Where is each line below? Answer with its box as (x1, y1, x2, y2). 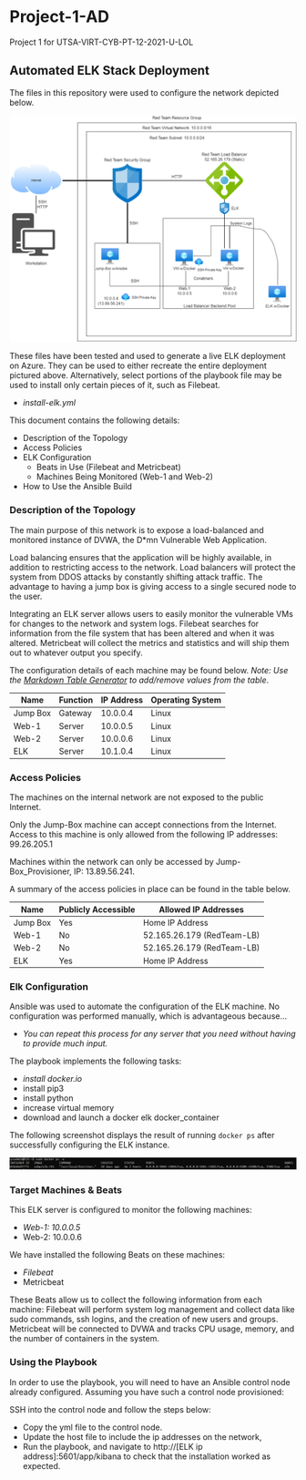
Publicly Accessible (58, 904, 136, 915)
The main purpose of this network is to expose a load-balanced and (9, 524, 264, 535)
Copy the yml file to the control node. (22, 1422, 163, 1433)
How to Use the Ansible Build (22, 481, 132, 492)
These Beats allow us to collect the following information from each (9, 1294, 262, 1305)
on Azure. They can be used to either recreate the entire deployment (9, 360, 267, 371)
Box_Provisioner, (9, 866, 73, 877)
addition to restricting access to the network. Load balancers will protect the (9, 561, 296, 572)
